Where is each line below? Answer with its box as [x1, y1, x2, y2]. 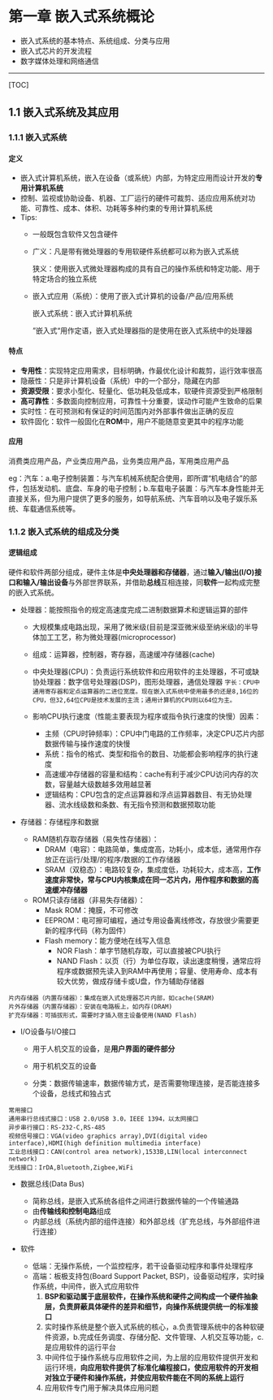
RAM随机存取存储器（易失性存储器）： [32, 834, 159, 844]
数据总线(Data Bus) [19, 1178, 85, 1188]
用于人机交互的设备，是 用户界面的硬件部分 [32, 1044, 175, 1053]
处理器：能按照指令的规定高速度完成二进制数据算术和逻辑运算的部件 [19, 604, 249, 614]
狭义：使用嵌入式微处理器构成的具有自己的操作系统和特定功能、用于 [32, 264, 261, 274]
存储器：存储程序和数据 [19, 817, 99, 827]
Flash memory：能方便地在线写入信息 [44, 935, 171, 945]
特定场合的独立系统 [32, 274, 97, 284]
